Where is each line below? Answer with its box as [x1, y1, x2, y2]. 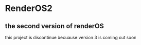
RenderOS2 [5, 3, 53, 14]
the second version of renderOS [5, 22, 104, 30]
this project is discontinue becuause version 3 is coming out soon [5, 34, 137, 40]
